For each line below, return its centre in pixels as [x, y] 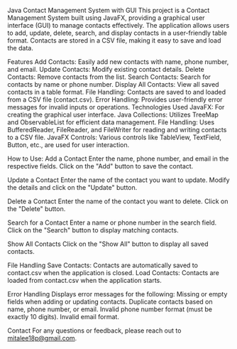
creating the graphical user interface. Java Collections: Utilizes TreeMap [113, 114]
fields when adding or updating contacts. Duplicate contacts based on [110, 302]
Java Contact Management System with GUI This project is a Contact [109, 10]
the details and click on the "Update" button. [72, 187]
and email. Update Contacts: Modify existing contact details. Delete [106, 69]
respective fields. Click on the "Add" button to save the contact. [100, 166]
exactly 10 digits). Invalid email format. [63, 317]
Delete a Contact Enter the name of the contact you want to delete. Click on [118, 201]
